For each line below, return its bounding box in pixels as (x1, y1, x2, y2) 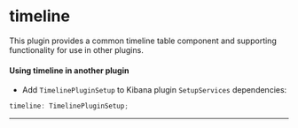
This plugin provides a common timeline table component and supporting (9, 35, 277, 46)
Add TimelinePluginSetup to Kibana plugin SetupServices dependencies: (21, 85, 287, 95)
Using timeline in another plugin (9, 64, 129, 76)
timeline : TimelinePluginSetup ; (9, 102, 129, 111)
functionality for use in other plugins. (9, 44, 144, 55)
